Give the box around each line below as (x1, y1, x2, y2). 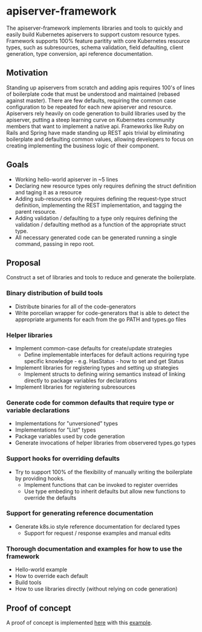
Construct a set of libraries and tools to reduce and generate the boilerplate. (6, 274, 196, 281)
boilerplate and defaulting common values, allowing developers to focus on (6, 135, 194, 143)
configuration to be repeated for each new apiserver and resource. (6, 103, 173, 110)
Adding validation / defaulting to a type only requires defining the (15, 214, 178, 222)
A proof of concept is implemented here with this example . (6, 619, 152, 626)
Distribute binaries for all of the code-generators (15, 302, 136, 310)
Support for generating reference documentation (6, 509, 154, 517)
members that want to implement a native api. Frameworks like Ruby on (6, 123, 184, 130)
